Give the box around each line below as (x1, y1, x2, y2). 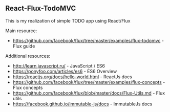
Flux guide (12, 43, 35, 49)
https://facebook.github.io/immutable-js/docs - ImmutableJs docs (12, 101, 153, 107)
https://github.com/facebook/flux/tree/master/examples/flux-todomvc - (12, 37, 164, 43)
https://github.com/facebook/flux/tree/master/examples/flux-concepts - (12, 79, 165, 85)
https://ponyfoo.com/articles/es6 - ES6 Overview (12, 68, 117, 74)
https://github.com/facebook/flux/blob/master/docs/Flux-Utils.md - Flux (12, 89, 165, 96)
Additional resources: (5, 53, 50, 59)
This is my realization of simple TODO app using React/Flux (5, 17, 131, 24)
